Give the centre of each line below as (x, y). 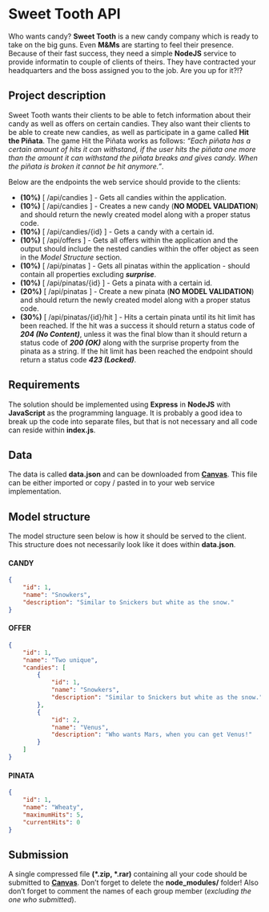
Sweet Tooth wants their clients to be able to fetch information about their (130, 115)
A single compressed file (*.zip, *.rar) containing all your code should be (128, 874)
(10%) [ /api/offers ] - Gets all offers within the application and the (129, 240)
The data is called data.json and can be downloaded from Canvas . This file (133, 474)
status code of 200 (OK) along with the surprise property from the (129, 342)
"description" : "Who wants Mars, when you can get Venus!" (151, 735)
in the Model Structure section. (71, 257)
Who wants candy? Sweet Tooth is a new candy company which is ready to (133, 36)
